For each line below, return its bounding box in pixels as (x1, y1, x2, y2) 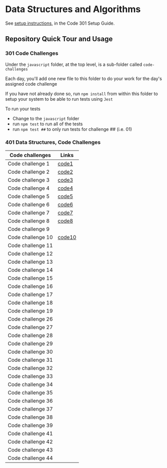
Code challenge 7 (8, 209, 50, 216)
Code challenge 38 (8, 414, 53, 421)
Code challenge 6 (8, 201, 50, 208)
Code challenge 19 (8, 307, 53, 314)
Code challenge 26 (8, 316, 53, 323)
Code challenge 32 (8, 364, 53, 371)
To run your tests (5, 106, 41, 112)
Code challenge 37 (8, 405, 53, 412)
